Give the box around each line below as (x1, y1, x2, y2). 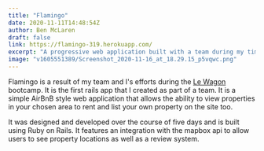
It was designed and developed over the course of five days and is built (8, 117, 240, 127)
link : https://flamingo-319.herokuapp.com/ (8, 41, 153, 49)
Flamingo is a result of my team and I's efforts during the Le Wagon (8, 76, 226, 87)
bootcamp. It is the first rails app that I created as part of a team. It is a (8, 85, 236, 94)
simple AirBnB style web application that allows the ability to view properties (8, 94, 255, 103)
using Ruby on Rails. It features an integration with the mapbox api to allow (8, 125, 250, 134)
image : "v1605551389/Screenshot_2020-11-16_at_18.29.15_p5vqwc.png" (8, 56, 237, 64)
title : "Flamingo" (8, 11, 68, 20)
